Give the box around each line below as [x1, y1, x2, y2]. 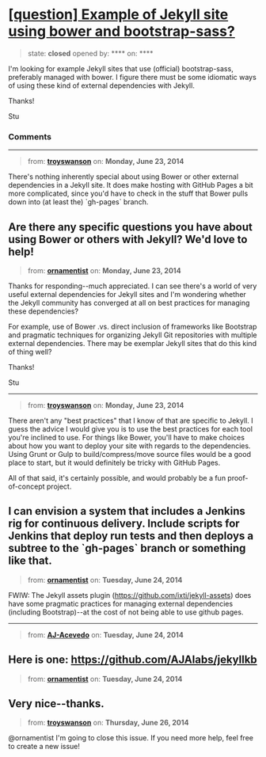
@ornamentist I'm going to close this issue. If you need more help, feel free [8, 733, 253, 743]
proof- [227, 474, 249, 483]
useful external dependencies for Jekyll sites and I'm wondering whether [8, 290, 247, 299]
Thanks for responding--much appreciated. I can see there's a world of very [8, 281, 257, 291]
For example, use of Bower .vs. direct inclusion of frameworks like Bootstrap [8, 322, 257, 332]
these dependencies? [8, 306, 79, 316]
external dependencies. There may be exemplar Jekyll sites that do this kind [8, 339, 257, 348]
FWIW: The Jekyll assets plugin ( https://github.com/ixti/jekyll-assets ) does [8, 590, 252, 599]
